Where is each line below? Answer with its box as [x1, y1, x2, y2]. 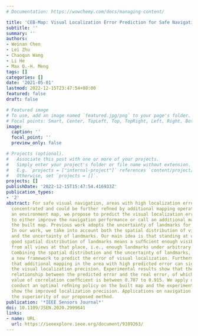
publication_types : [6, 189, 54, 195]
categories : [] [6, 75, 44, 80]
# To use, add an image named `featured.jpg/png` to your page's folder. [6, 112, 192, 118]
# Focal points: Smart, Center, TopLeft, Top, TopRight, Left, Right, [6, 118, 183, 124]
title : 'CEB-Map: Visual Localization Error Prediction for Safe [6, 19, 170, 25]
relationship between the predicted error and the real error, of [11, 272, 178, 278]
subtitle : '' [6, 25, 38, 31]
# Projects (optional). [6, 151, 65, 157]
